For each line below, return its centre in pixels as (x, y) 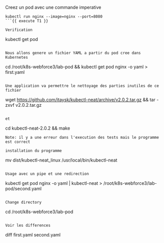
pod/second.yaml (23, 189)
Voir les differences (28, 225)
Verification (19, 30)
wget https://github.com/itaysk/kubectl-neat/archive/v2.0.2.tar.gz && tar (80, 100)
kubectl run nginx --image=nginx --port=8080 (54, 17)
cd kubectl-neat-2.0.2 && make (38, 128)
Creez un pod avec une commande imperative (53, 7)
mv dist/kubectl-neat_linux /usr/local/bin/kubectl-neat (61, 160)
